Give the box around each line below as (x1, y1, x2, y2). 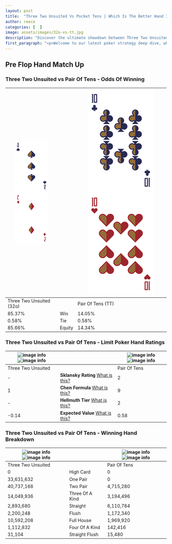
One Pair (69, 476, 88, 482)
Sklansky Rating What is (60, 372, 113, 378)
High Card (69, 469, 91, 475)
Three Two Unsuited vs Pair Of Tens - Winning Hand (5, 430, 137, 437)
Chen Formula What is (60, 385, 108, 391)
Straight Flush (69, 531, 99, 538)
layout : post (5, 8, 33, 13)
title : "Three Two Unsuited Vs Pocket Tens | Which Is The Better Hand (5, 13, 164, 19)
